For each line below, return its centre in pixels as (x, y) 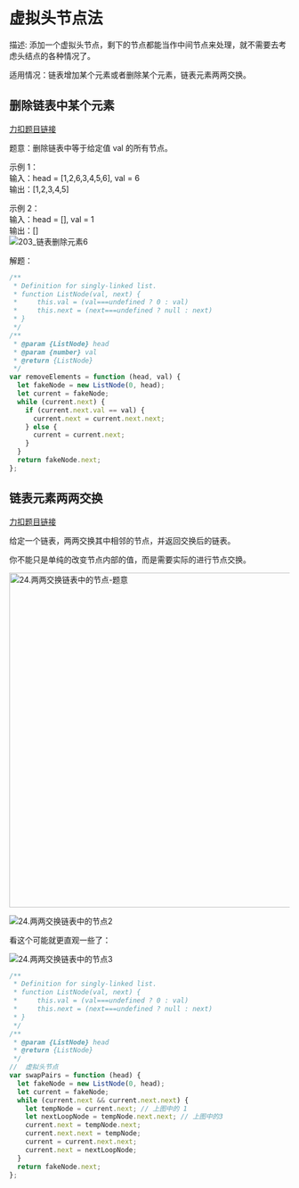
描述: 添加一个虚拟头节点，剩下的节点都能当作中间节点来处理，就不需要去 (144, 45)
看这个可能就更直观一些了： (60, 940)
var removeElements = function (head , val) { (95, 377)
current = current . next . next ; (81, 1142)
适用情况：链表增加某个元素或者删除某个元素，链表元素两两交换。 (130, 75)
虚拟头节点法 (57, 18)
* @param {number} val (55, 352)
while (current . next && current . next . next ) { (103, 1100)
